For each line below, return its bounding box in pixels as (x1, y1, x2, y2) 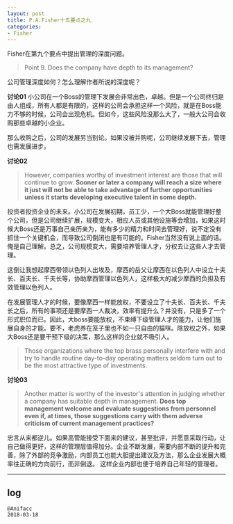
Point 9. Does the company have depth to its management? (24, 63, 193, 72)
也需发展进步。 (7, 142, 50, 150)
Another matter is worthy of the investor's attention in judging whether (24, 390, 225, 398)
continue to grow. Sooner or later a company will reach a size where (24, 178, 222, 186)
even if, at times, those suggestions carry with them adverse (24, 412, 203, 420)
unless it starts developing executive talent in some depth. (24, 193, 197, 202)
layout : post (7, 10, 45, 17)
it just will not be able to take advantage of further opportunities (24, 186, 213, 194)
